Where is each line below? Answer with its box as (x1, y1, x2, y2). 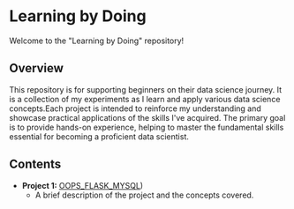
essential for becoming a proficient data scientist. (9, 131, 190, 142)
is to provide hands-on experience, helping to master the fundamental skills (9, 122, 284, 132)
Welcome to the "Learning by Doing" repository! (9, 35, 185, 46)
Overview (9, 61, 64, 76)
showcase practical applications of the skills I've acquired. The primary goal (9, 112, 286, 123)
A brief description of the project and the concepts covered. (34, 190, 254, 200)
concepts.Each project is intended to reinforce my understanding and (9, 103, 262, 114)
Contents (9, 157, 62, 172)
